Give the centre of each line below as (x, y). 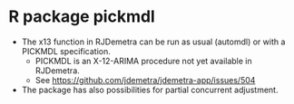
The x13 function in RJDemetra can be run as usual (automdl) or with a (153, 42)
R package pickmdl (82, 17)
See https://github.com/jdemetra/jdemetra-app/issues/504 (145, 80)
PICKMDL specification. (66, 51)
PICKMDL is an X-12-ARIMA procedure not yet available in (143, 61)
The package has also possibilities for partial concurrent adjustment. (150, 90)
